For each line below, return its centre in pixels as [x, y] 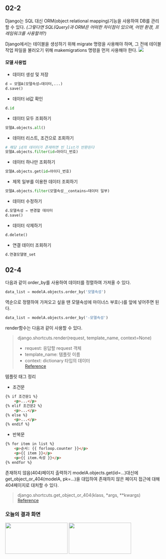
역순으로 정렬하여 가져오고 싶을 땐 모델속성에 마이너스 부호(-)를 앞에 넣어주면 [80, 302]
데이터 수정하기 [27, 201]
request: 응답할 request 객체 [53, 348]
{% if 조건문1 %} [22, 397]
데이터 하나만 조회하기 [34, 162]
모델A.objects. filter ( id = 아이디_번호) [42, 152]
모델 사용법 [16, 62]
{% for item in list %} [30, 444]
